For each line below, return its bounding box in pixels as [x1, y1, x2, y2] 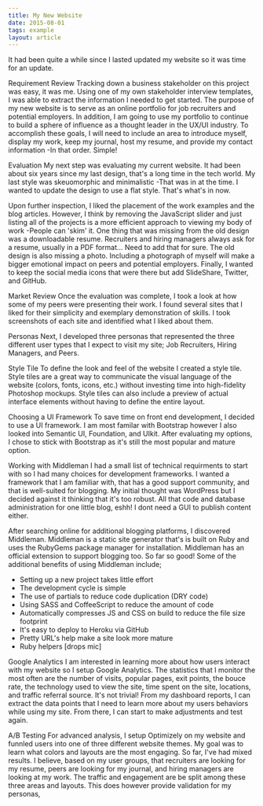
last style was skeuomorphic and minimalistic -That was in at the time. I [8, 178, 239, 187]
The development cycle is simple [19, 583, 126, 593]
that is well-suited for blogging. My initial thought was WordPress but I [8, 486, 236, 495]
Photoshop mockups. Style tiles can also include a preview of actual [8, 388, 229, 398]
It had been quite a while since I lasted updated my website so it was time [8, 55, 247, 64]
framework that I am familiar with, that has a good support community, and [8, 477, 250, 488]
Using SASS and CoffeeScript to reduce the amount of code [19, 600, 214, 609]
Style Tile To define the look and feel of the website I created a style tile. [8, 363, 242, 374]
